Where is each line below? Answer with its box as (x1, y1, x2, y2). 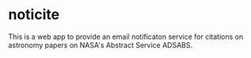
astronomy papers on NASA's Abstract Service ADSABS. (8, 40, 192, 49)
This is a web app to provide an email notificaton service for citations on (8, 32, 244, 41)
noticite (8, 6, 60, 24)
